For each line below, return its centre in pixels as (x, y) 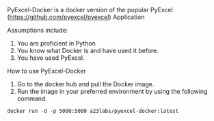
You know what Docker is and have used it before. (88, 51)
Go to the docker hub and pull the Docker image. (85, 84)
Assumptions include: (38, 30)
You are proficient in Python (56, 43)
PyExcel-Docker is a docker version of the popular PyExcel (90, 10)
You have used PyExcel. (51, 58)
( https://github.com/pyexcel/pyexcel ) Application (76, 17)
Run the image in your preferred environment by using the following (112, 91)
